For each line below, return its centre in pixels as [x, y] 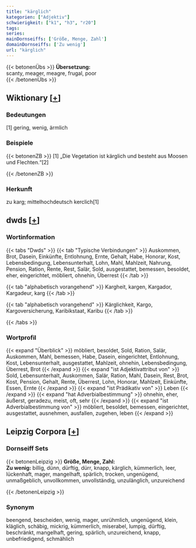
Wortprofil [21, 338]
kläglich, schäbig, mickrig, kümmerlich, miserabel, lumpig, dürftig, [86, 526]
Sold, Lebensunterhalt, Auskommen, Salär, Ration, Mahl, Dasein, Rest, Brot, [97, 375]
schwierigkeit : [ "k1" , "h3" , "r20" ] [51, 22]
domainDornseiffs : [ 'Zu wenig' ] [46, 45]
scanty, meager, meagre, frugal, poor [51, 73]
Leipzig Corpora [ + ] [43, 432]
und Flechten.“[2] [27, 162]
